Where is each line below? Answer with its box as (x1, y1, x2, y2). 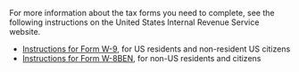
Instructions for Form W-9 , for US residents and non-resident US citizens (21, 44, 291, 54)
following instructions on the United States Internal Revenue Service (9, 17, 260, 28)
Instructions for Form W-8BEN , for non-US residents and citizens (21, 53, 262, 63)
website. (9, 27, 41, 36)
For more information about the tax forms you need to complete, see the (9, 8, 275, 18)
